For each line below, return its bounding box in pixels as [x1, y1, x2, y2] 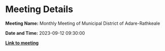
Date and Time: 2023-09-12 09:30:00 [5, 30, 85, 36]
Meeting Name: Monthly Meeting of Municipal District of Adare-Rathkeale [5, 20, 160, 26]
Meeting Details [5, 4, 74, 15]
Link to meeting [5, 39, 39, 46]
